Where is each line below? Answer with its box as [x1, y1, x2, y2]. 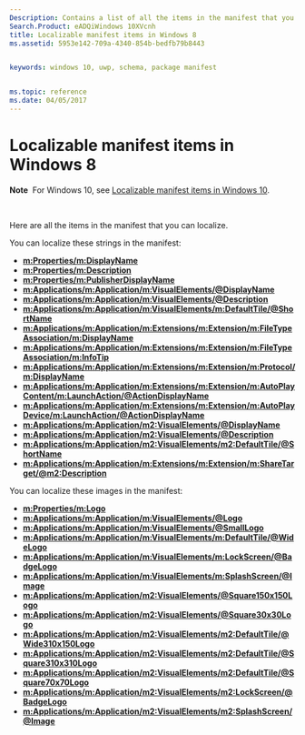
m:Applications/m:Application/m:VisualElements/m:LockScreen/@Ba [22, 551, 292, 562]
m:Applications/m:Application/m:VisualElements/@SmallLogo [22, 522, 265, 533]
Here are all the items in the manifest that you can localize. [9, 219, 229, 230]
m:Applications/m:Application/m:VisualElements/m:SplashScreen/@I [22, 570, 292, 581]
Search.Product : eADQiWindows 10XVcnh [9, 22, 156, 31]
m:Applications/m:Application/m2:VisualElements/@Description [22, 428, 274, 439]
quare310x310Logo [22, 657, 98, 669]
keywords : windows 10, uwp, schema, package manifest [9, 63, 218, 73]
